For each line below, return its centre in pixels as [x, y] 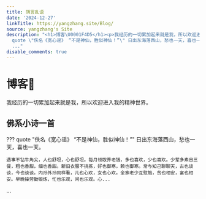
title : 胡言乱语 [25, 12]
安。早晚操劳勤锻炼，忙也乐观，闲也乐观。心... [59, 179]
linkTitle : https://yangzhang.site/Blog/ [60, 23]
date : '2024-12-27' [31, 18]
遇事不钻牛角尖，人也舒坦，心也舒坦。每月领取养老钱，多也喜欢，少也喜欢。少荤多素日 [100, 160]
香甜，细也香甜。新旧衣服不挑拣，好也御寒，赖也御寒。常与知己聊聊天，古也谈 [109, 166]
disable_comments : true [37, 52]
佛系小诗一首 [31, 123]
